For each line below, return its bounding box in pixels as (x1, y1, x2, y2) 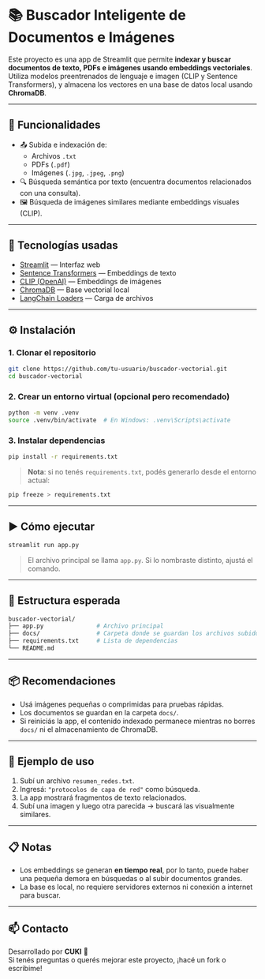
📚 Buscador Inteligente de (8, 6, 187, 24)
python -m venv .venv (8, 409, 80, 417)
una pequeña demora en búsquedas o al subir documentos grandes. (19, 874, 243, 883)
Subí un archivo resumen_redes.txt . (19, 775, 135, 786)
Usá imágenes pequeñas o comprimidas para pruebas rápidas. (19, 700, 225, 709)
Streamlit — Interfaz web (19, 260, 101, 269)
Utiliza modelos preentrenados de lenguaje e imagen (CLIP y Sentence (8, 71, 238, 81)
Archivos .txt (31, 151, 77, 160)
